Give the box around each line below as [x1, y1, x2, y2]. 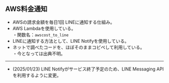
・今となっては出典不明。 [12, 50, 65, 56]
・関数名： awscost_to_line [12, 32, 69, 38]
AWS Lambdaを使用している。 [12, 25, 76, 31]
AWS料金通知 [5, 5, 48, 14]
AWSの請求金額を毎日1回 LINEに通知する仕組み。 [12, 19, 115, 25]
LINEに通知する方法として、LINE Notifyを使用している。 [12, 38, 129, 44]
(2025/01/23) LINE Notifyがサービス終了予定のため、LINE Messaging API [12, 66, 164, 72]
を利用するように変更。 [12, 72, 61, 78]
